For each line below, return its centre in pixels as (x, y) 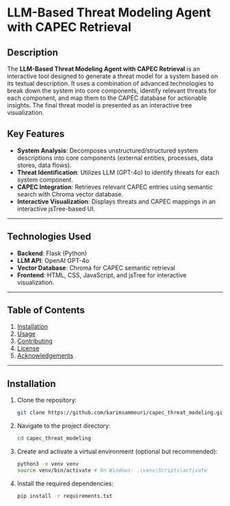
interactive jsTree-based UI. (56, 208)
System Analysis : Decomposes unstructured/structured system (107, 150)
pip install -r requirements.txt (65, 496)
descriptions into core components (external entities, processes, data (115, 157)
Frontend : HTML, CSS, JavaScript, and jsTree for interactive (102, 275)
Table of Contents (46, 311)
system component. (45, 179)
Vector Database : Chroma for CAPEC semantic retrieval (96, 268)
